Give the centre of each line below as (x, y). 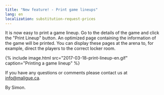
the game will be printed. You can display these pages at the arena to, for (79, 43)
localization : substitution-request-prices (50, 19)
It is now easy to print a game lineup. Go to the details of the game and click (82, 33)
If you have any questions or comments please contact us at (66, 73)
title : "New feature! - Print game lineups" (51, 10)
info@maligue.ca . (23, 78)
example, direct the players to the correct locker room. (60, 48)
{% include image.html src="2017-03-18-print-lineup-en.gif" (66, 58)
